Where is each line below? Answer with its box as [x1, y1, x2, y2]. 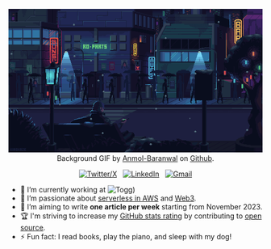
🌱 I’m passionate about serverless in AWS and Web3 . [19, 193, 197, 203]
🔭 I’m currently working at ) [19, 184, 135, 194]
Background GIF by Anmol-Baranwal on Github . [56, 153, 215, 162]
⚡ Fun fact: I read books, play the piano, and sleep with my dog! [19, 231, 232, 241]
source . [19, 222, 46, 232]
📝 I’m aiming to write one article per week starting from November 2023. [19, 201, 263, 211]
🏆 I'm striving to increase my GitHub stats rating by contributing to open [19, 211, 262, 221]
